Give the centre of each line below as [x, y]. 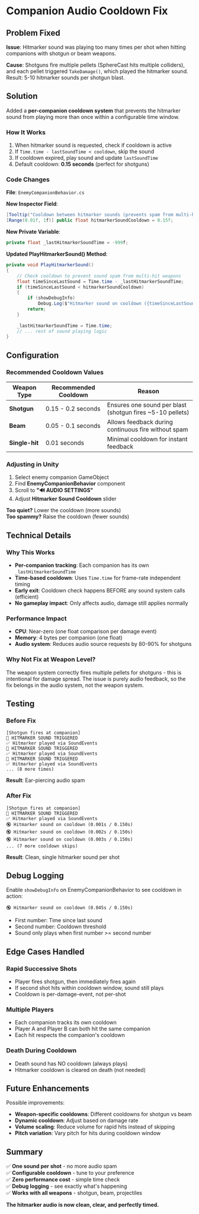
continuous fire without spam [147, 429]
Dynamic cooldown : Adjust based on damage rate [76, 1121]
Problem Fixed [33, 33]
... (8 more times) [30, 770]
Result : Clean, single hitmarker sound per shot [63, 857]
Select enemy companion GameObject [62, 477]
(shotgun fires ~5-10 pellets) [148, 412]
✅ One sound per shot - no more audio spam [62, 1166]
